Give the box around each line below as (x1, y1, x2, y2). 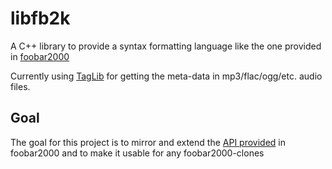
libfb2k (10, 7, 71, 30)
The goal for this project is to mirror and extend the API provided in (10, 136, 286, 148)
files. (10, 80, 31, 92)
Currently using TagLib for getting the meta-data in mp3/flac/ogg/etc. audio (10, 70, 323, 82)
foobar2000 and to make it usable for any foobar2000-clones (10, 147, 265, 159)
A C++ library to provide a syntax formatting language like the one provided (10, 40, 322, 52)
